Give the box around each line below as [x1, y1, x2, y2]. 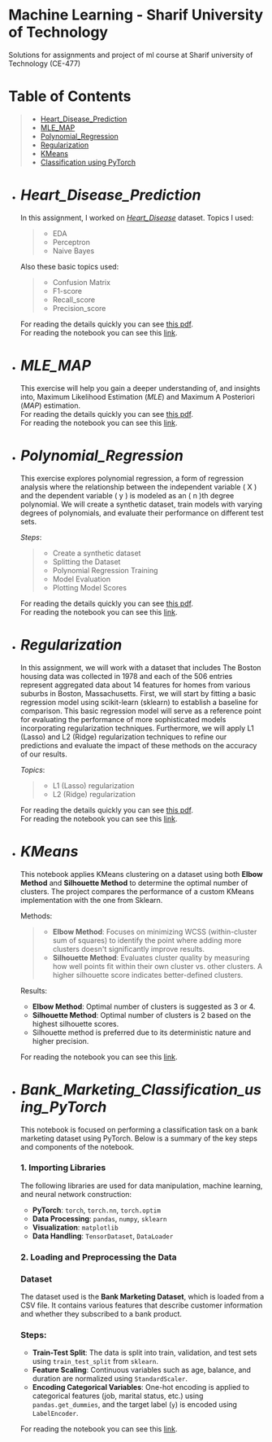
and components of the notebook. [19, 1142, 135, 1151]
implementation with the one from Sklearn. [19, 895, 163, 905]
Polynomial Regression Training [52, 565, 158, 575]
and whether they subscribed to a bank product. [19, 1309, 183, 1319]
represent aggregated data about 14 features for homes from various [19, 680, 251, 690]
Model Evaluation [52, 574, 111, 584]
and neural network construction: [19, 1189, 132, 1199]
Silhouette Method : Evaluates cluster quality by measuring [52, 953, 250, 962]
